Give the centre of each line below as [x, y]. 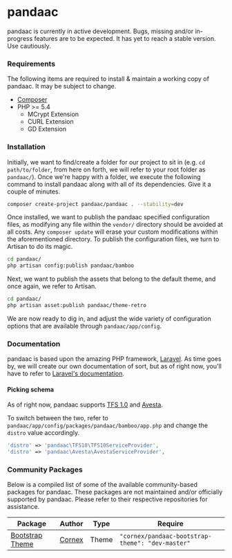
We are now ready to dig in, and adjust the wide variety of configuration [109, 318]
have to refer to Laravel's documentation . [66, 373]
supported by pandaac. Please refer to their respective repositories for [108, 499]
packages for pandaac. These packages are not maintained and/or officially [115, 492]
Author [71, 524]
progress [20, 38]
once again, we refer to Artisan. [52, 286]
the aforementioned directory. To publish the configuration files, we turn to [113, 239]
